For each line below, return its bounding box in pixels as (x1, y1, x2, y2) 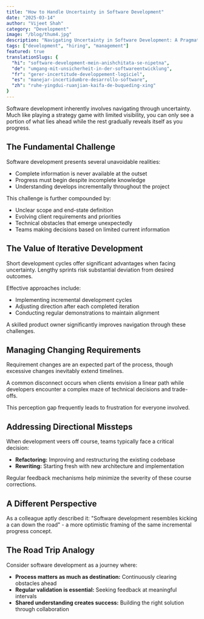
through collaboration (15, 605, 69, 612)
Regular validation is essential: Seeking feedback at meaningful (15, 586, 177, 593)
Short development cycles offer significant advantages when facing (6, 259, 176, 267)
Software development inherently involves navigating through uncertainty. (6, 105, 191, 112)
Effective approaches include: (6, 284, 81, 292)
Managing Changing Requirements (6, 344, 141, 355)
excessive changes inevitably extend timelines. (6, 368, 124, 375)
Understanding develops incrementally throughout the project (15, 183, 170, 190)
